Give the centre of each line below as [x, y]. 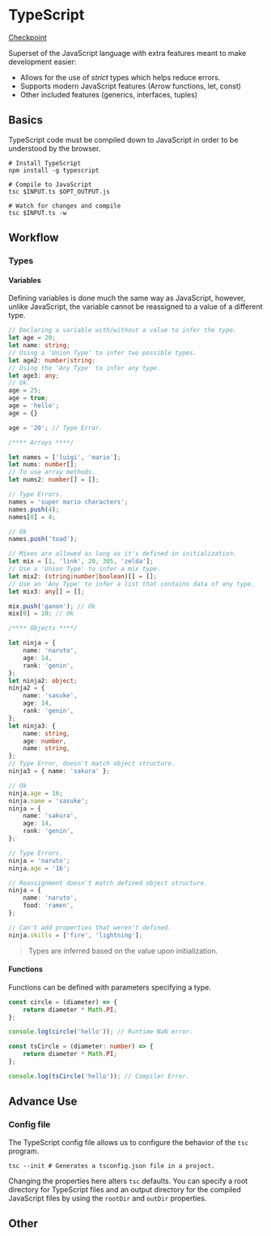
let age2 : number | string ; [52, 360]
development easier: [42, 62]
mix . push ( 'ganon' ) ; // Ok [52, 606]
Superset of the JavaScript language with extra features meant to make [127, 53]
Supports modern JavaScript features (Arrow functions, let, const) [130, 86]
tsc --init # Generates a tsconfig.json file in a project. [112, 1165]
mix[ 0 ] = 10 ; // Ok [41, 614]
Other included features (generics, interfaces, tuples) [109, 94]
